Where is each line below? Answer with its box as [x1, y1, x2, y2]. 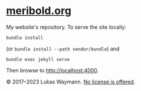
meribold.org [6, 4, 72, 18]
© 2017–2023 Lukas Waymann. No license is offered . [6, 78, 136, 85]
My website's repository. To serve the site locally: [6, 23, 127, 31]
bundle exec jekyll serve [6, 56, 70, 62]
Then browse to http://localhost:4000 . [6, 66, 99, 74]
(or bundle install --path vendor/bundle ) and [6, 45, 120, 52]
